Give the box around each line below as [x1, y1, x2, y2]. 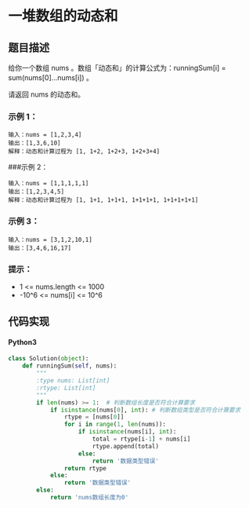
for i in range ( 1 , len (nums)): [63, 421, 167, 429]
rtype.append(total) [92, 442, 159, 450]
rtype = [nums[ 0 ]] [63, 413, 125, 421]
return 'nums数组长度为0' [49, 494, 129, 502]
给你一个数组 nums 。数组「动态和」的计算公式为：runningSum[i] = [8, 64, 226, 72]
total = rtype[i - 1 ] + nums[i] [92, 435, 191, 444]
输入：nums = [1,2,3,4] [8, 131, 82, 139]
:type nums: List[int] [36, 377, 110, 385]
